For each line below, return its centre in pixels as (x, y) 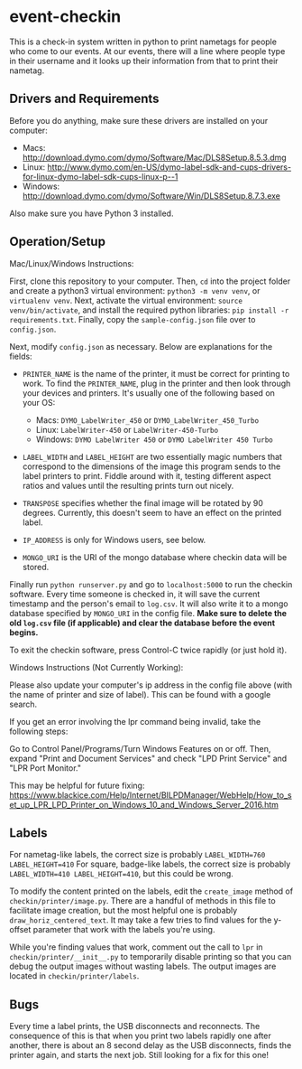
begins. (24, 632)
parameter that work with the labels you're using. (124, 930)
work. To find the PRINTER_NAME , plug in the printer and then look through (156, 383)
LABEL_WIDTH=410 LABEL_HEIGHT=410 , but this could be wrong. (122, 874)
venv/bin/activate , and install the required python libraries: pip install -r (149, 310)
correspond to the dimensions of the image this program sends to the (151, 466)
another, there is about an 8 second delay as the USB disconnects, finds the (151, 1046)
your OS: (39, 402)
